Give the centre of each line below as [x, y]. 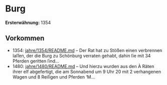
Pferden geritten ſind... [36, 61]
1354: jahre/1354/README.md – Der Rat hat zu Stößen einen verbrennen [87, 50]
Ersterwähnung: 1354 [28, 22]
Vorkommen [25, 38]
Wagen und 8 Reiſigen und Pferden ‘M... [54, 77]
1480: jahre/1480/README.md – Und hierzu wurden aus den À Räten [83, 66]
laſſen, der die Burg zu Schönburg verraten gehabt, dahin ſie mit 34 [81, 55]
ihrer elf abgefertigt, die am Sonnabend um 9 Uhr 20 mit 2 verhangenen [87, 71]
